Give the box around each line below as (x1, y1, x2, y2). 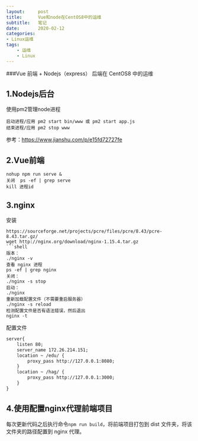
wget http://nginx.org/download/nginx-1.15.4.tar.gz (6, 239, 139, 245)
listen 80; (17, 341, 44, 347)
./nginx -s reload (6, 302, 51, 307)
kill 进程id (6, 184, 34, 190)
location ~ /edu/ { (17, 353, 65, 358)
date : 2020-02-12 (6, 25, 65, 31)
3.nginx (6, 200, 35, 210)
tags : (6, 42, 20, 48)
